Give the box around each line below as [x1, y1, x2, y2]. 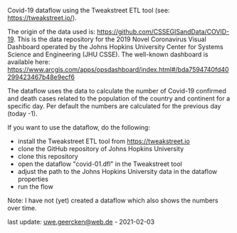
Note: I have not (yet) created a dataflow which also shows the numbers [7, 196, 218, 204]
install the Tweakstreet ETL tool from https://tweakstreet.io [17, 137, 190, 145]
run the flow [17, 182, 53, 191]
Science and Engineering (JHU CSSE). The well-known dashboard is [7, 50, 209, 58]
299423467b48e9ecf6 [7, 73, 75, 81]
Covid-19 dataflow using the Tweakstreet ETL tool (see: [7, 6, 170, 14]
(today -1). [7, 110, 38, 118]
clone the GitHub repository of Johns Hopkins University [17, 145, 184, 152]
